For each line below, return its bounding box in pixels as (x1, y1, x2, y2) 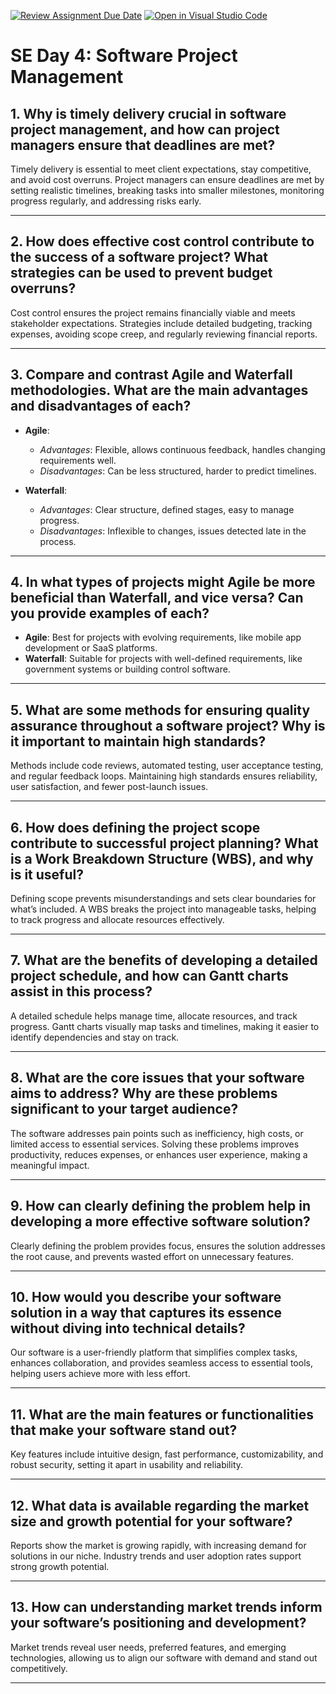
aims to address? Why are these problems (10, 1085, 278, 1102)
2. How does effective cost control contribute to (10, 233, 315, 250)
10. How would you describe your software (10, 1288, 282, 1305)
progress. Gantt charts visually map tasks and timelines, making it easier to (10, 1020, 320, 1032)
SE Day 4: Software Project (10, 45, 238, 67)
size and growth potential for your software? (10, 1513, 293, 1530)
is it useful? (10, 866, 84, 883)
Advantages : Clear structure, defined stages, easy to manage (39, 503, 295, 515)
